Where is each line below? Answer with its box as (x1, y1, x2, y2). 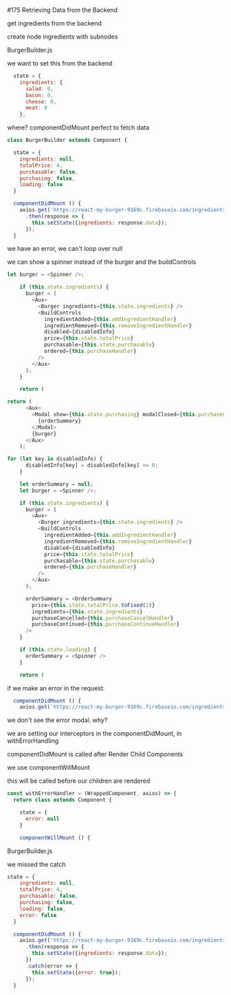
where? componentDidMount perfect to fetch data (7, 123, 150, 132)
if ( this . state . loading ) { (19, 646, 97, 653)
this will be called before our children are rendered (7, 777, 151, 785)
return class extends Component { (13, 797, 112, 803)
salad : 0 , (25, 85, 54, 92)
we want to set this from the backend (7, 59, 113, 68)
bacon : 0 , (25, 92, 54, 99)
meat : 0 (25, 105, 48, 112)
